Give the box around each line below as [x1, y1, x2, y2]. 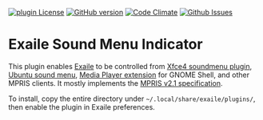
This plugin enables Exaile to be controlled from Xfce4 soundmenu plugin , [8, 61, 253, 71]
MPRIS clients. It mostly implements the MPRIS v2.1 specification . [8, 78, 223, 87]
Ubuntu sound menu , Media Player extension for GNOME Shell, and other [8, 70, 250, 79]
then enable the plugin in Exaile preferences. [8, 102, 156, 111]
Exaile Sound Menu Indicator [8, 36, 203, 53]
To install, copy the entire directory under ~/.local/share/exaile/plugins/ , [8, 94, 256, 103]
